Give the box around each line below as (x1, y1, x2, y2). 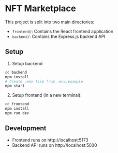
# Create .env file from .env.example (5, 79, 83, 84)
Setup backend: (12, 60, 44, 66)
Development (5, 124, 47, 133)
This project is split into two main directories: (5, 19, 94, 25)
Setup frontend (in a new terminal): (12, 92, 82, 98)
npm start (5, 84, 25, 88)
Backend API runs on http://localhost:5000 (12, 142, 97, 148)
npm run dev (5, 111, 29, 116)
